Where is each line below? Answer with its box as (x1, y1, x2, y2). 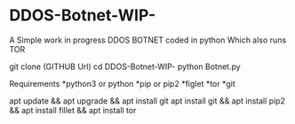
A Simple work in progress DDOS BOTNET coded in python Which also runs (9, 35, 287, 45)
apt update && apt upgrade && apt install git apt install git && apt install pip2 (9, 95, 286, 106)
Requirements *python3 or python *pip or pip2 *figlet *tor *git (9, 78, 235, 89)
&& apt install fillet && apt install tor (9, 105, 137, 115)
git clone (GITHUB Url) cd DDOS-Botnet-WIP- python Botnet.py (9, 61, 242, 72)
